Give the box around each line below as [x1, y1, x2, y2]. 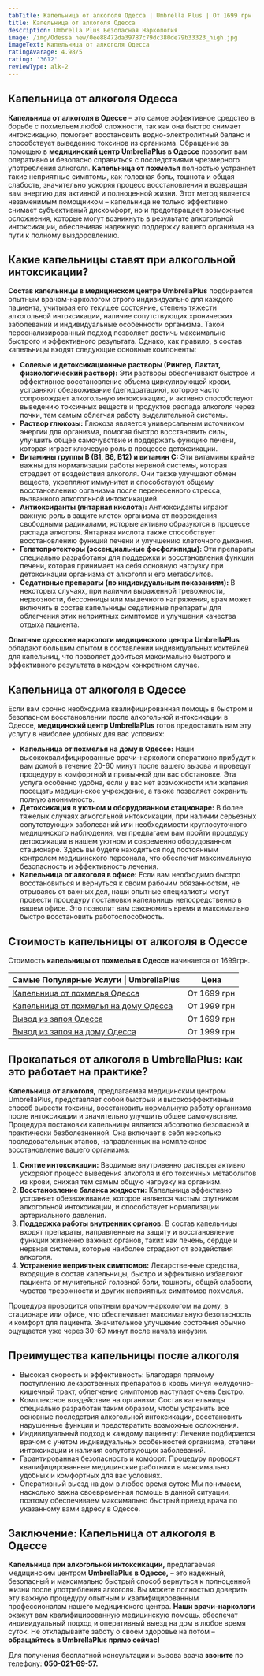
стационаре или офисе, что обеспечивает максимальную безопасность [8, 1309, 252, 1319]
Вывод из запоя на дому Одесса [12, 1026, 136, 1037]
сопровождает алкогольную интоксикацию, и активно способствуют [19, 393, 254, 403]
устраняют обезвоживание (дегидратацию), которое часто [19, 385, 219, 395]
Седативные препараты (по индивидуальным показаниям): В [19, 578, 236, 587]
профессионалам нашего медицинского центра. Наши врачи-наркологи [8, 1602, 255, 1611]
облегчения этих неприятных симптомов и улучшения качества [19, 612, 236, 621]
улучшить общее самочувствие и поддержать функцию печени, [19, 435, 236, 445]
